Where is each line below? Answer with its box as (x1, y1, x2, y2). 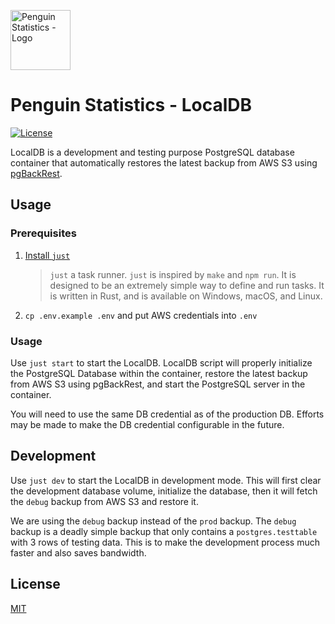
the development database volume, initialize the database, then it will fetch (10, 485, 318, 497)
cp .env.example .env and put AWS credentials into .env (24, 309, 258, 321)
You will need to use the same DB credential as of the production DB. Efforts (10, 408, 325, 420)
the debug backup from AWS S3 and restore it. (10, 495, 199, 507)
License (10, 576, 61, 593)
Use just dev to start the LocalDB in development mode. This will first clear (10, 474, 322, 486)
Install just (24, 249, 71, 261)
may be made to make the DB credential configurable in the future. (10, 418, 285, 430)
